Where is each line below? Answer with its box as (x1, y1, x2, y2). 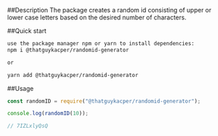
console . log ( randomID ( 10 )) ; (7, 110, 89, 117)
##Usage (7, 84, 34, 92)
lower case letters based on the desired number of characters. (7, 13, 187, 22)
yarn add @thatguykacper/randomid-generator (7, 71, 139, 78)
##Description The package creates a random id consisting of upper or (7, 6, 212, 14)
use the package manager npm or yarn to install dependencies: (7, 40, 195, 47)
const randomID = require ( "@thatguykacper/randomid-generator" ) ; (7, 97, 201, 105)
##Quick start (7, 27, 47, 35)
